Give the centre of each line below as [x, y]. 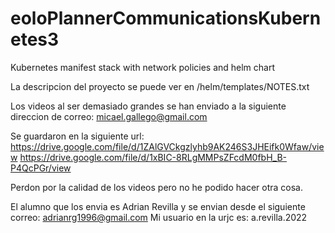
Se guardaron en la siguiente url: [77, 136]
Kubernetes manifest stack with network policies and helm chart [143, 67]
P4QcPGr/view [41, 168]
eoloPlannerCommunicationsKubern [166, 18]
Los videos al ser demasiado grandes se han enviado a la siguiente [148, 106]
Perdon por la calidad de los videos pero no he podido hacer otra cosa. [156, 187]
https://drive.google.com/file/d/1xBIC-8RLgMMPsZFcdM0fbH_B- [153, 157]
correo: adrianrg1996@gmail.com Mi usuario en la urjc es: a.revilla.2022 [159, 217]
